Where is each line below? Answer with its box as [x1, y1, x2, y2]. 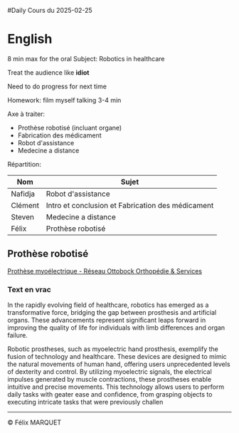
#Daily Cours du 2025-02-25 [7, 6, 92, 14]
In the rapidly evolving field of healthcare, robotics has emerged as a [7, 301, 209, 309]
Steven [11, 212, 34, 221]
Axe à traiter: [7, 110, 45, 118]
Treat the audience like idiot [7, 68, 90, 77]
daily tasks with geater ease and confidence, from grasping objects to [7, 390, 213, 399]
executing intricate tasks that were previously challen [7, 398, 164, 407]
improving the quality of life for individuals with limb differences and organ [7, 323, 225, 332]
